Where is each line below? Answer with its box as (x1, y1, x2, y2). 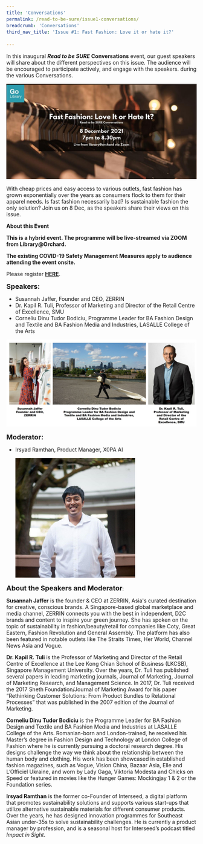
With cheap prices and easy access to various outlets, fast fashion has (6, 185, 182, 193)
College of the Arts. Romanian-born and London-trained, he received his (6, 730, 187, 737)
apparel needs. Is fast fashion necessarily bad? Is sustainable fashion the (6, 198, 188, 205)
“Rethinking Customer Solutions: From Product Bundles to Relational (6, 692, 176, 700)
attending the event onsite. (6, 259, 76, 266)
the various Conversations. (6, 72, 74, 79)
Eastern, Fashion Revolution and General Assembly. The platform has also (6, 629, 190, 637)
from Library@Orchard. (6, 240, 66, 248)
